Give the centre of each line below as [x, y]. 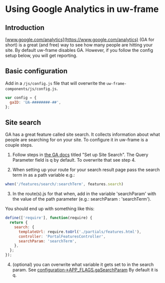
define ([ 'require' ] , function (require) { [49, 218]
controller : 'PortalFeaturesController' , [62, 236]
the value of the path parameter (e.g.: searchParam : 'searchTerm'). [82, 199]
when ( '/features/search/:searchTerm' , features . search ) [64, 184]
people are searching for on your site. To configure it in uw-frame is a [77, 140]
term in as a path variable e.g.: [44, 175]
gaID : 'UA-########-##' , [35, 102]
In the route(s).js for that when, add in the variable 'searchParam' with [84, 194]
